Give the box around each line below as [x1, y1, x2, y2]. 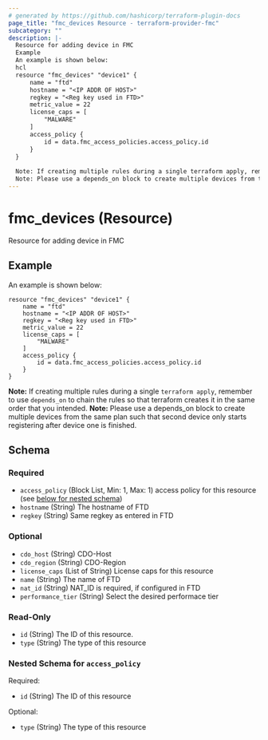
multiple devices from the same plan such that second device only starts [8, 412, 247, 421]
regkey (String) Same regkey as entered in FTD [19, 511, 174, 520]
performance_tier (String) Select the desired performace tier [19, 592, 219, 601]
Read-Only [8, 611, 52, 623]
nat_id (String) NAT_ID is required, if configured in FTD [19, 583, 201, 592]
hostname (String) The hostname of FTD [19, 502, 149, 512]
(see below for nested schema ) [19, 494, 123, 504]
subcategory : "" [8, 26, 62, 34]
